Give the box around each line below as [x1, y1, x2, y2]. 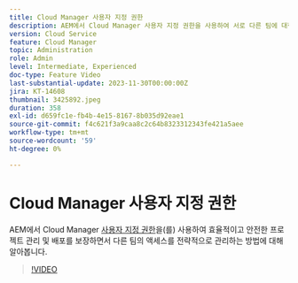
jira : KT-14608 [9, 87, 66, 96]
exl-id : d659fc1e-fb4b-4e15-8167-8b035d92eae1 [9, 111, 184, 120]
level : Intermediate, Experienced [9, 63, 137, 72]
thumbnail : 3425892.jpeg [9, 95, 101, 104]
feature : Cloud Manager [9, 37, 98, 47]
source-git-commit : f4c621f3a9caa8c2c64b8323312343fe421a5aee [9, 120, 244, 129]
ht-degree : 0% [9, 144, 62, 153]
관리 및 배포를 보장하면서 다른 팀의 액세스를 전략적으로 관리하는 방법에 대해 [25, 235, 284, 246]
